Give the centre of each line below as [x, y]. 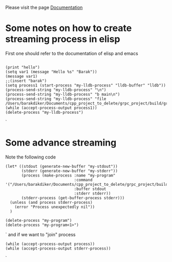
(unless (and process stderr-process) [51, 202]
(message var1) [21, 76]
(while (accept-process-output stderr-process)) [58, 248]
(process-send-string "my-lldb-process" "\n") [56, 90]
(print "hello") [23, 67]
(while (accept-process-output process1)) [51, 108]
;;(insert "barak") [26, 81]
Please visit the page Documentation [44, 7]
